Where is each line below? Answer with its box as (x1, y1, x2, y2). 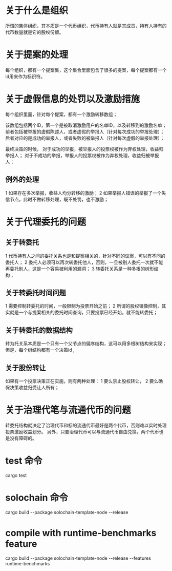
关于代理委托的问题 (5, 216, 87, 227)
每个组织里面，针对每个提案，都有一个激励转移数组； (5, 111, 118, 117)
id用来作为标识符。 (5, 73, 45, 80)
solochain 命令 (5, 492, 68, 504)
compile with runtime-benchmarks (5, 527, 157, 539)
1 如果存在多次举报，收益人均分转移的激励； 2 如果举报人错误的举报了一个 (5, 189, 162, 196)
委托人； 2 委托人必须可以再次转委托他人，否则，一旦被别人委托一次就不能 (5, 259, 163, 265)
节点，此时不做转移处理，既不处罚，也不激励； (9, 196, 109, 202)
